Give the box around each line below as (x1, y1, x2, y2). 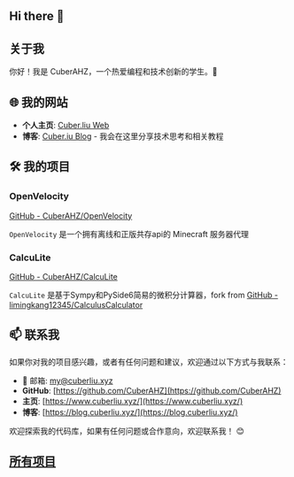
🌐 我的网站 (9, 95, 68, 110)
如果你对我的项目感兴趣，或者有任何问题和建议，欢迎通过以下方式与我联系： (9, 356, 289, 367)
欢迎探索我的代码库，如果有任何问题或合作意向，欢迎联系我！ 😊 (9, 426, 245, 436)
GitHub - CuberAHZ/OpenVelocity (9, 210, 133, 221)
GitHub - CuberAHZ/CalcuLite (9, 272, 118, 281)
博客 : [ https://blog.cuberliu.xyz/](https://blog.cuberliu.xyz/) (21, 406, 238, 417)
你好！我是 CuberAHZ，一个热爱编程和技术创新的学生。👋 (9, 66, 218, 77)
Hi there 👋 (9, 9, 65, 24)
